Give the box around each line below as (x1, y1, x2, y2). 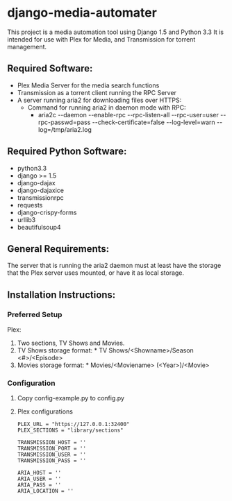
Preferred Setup (7, 309, 63, 319)
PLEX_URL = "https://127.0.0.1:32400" (17, 421, 130, 428)
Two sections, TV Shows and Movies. (17, 339, 125, 348)
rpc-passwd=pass (38, 118, 91, 126)
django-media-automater (7, 5, 158, 21)
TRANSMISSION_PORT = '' (17, 445, 87, 452)
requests (17, 201, 43, 209)
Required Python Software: (7, 146, 127, 158)
